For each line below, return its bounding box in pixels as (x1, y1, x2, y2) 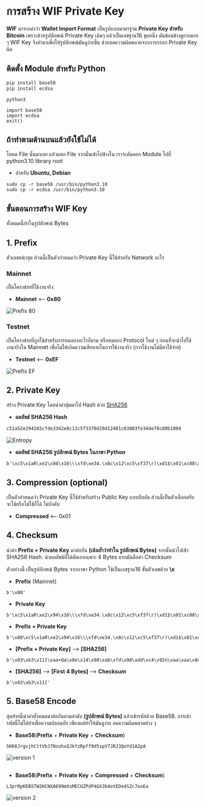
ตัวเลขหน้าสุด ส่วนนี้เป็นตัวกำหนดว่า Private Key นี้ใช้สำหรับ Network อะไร (6, 253, 165, 261)
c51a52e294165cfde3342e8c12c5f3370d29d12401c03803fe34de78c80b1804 (6, 425, 182, 432)
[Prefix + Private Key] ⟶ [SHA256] (15, 645, 107, 653)
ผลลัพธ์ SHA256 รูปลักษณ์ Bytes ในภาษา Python (15, 449, 126, 456)
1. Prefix (6, 237, 38, 248)
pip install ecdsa (6, 85, 53, 92)
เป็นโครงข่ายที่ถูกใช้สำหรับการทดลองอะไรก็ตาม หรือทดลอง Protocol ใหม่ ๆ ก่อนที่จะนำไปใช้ (6, 336, 192, 344)
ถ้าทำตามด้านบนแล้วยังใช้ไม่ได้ (6, 134, 96, 145)
